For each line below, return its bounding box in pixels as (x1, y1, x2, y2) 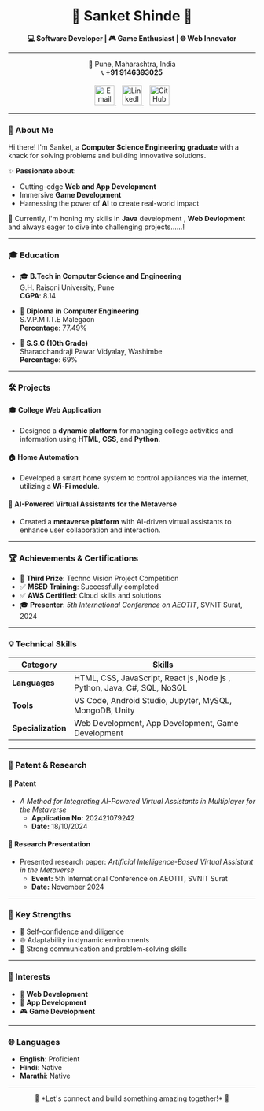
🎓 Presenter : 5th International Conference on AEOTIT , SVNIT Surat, (19, 600, 243, 609)
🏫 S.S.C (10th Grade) (19, 338, 89, 347)
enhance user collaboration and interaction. (19, 525, 161, 535)
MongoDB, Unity (74, 705, 135, 716)
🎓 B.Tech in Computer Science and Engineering (19, 271, 181, 280)
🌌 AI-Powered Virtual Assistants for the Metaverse (8, 499, 178, 509)
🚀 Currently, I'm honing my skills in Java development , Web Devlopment (8, 214, 246, 224)
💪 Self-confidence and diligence (19, 927, 124, 936)
